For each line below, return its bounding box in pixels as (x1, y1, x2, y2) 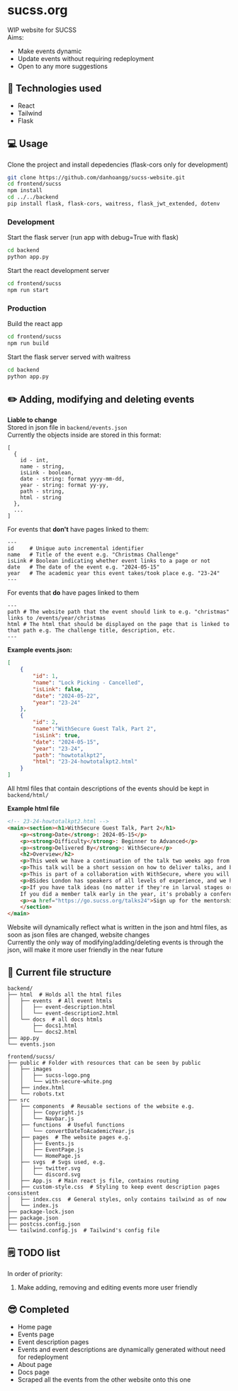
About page (17, 1360, 52, 1368)
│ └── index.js (7, 1202, 59, 1210)
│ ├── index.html (7, 1084, 65, 1092)
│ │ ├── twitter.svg (7, 1165, 81, 1172)
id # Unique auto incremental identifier (7, 545, 144, 552)
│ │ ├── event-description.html (7, 1004, 115, 1011)
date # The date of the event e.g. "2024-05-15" (7, 564, 160, 571)
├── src (7, 1097, 30, 1104)
